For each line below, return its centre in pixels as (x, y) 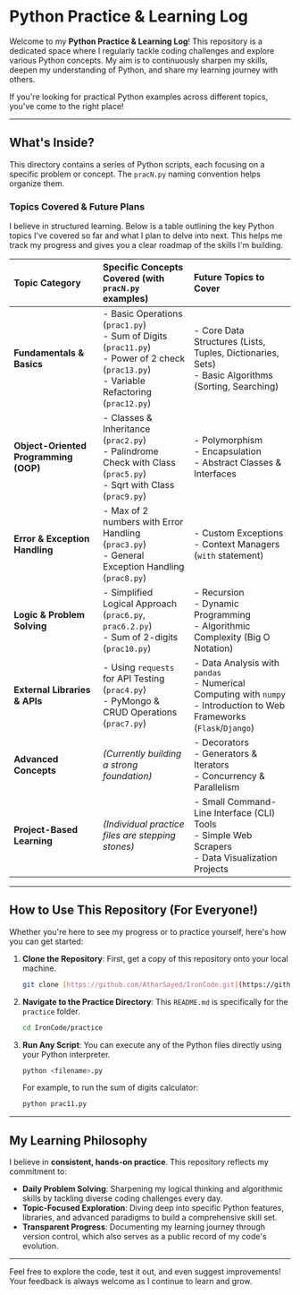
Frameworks (220, 716)
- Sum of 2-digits (140, 638)
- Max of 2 (125, 510)
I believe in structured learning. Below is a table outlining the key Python (142, 227)
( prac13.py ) (127, 370)
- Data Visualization (235, 858)
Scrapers (212, 846)
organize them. (37, 183)
